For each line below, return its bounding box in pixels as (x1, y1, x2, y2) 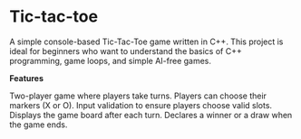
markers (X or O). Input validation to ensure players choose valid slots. (9, 99, 273, 110)
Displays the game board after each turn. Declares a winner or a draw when (9, 109, 293, 120)
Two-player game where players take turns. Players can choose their (9, 90, 267, 101)
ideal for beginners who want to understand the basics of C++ (9, 45, 242, 56)
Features (9, 72, 44, 83)
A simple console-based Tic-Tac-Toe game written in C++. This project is (9, 36, 284, 47)
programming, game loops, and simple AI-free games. (9, 55, 211, 66)
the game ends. (9, 119, 68, 130)
